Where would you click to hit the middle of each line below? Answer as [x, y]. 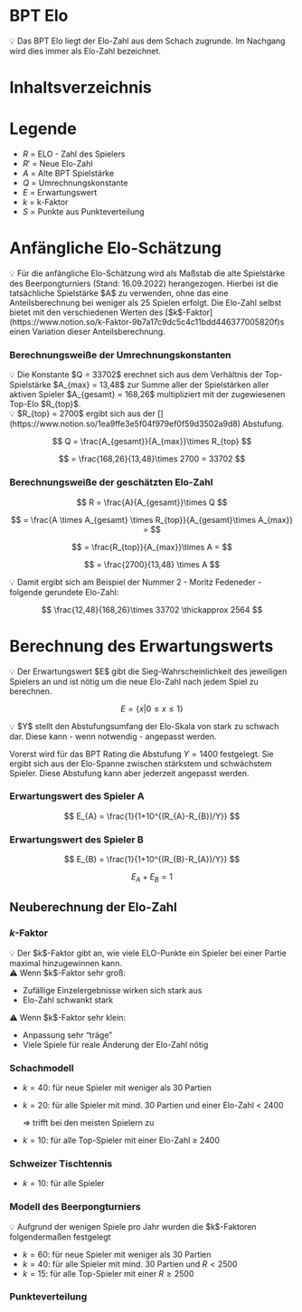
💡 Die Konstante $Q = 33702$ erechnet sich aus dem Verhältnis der [136, 375]
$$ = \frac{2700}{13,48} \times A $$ [152, 564]
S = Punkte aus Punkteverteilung [83, 212]
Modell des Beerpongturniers [75, 1207]
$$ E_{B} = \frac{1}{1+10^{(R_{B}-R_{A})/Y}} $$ [152, 860]
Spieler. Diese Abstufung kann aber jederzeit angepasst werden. [130, 773]
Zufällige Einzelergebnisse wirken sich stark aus [112, 990]
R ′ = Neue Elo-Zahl [57, 164]
